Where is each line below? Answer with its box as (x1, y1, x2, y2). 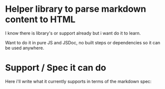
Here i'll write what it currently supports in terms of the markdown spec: (5, 78, 152, 84)
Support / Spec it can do (5, 62, 106, 73)
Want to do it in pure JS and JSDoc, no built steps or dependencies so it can (5, 39, 161, 45)
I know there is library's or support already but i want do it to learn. (5, 30, 141, 36)
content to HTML (5, 14, 76, 25)
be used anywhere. (5, 45, 44, 51)
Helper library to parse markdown (5, 3, 147, 15)
